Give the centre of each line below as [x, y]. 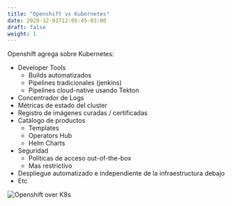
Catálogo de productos [51, 121]
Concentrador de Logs [51, 98]
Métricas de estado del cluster [62, 105]
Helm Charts [47, 143]
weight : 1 [22, 34]
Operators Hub [50, 136]
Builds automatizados [60, 75]
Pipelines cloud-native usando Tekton [84, 90]
